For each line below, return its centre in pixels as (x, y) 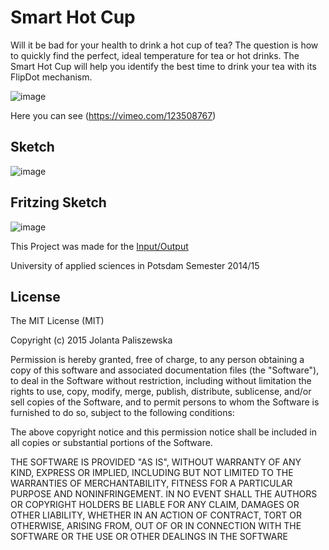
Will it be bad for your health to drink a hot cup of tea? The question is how (164, 45)
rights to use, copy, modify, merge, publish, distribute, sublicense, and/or (161, 392)
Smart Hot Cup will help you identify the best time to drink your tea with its (163, 66)
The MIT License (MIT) (57, 321)
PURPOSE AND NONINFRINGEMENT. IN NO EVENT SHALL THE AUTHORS (164, 494)
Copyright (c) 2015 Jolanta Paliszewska (91, 340)
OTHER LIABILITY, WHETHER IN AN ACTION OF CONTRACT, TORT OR (156, 515)
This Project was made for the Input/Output (99, 246)
